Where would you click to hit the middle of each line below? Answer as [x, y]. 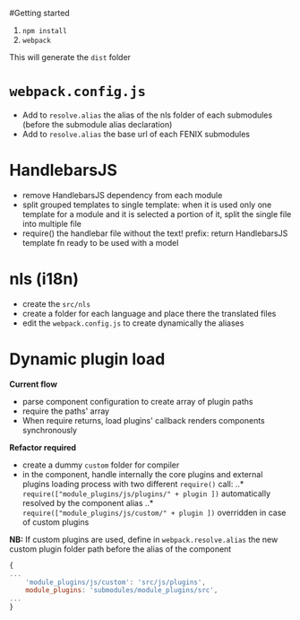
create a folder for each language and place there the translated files [149, 313]
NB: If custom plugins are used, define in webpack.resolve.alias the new [144, 539]
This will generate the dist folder [70, 57]
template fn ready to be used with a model [100, 242]
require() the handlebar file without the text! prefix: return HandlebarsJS [155, 233]
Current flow [34, 384]
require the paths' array [66, 411]
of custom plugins [56, 522]
